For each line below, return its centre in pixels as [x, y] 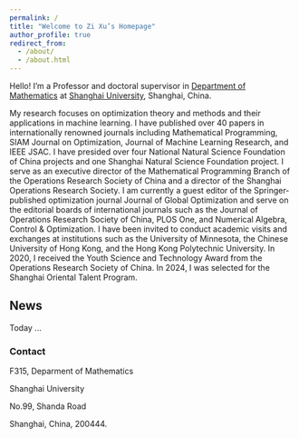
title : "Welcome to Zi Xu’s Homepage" [82, 26]
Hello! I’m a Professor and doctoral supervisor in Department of [128, 86]
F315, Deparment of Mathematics [72, 371]
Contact [28, 351]
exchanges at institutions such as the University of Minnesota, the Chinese [149, 239]
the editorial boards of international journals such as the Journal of [134, 209]
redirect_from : [38, 43]
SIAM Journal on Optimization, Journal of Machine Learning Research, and [149, 142]
